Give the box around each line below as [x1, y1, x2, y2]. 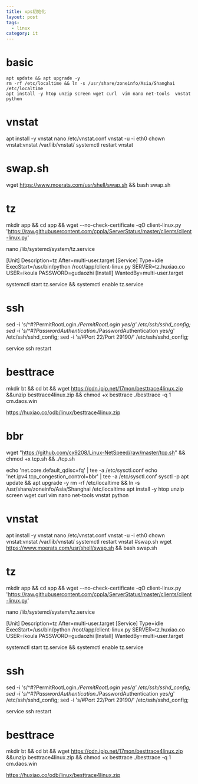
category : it [6, 31, 38, 37]
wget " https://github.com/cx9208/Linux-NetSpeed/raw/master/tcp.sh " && [6, 449, 186, 456]
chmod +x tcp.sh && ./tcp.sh [6, 455, 75, 462]
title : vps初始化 [6, 8, 46, 15]
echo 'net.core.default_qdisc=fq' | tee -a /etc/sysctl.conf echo [6, 467, 158, 474]
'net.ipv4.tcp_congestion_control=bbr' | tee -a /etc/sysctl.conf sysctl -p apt [6, 472, 189, 480]
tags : [6, 19, 19, 25]
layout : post [6, 14, 38, 20]
